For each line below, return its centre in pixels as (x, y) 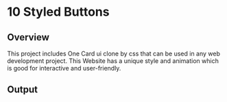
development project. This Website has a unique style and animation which (113, 61)
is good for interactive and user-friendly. (64, 68)
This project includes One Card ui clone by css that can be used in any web (114, 53)
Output (22, 90)
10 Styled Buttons (58, 12)
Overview (28, 37)
